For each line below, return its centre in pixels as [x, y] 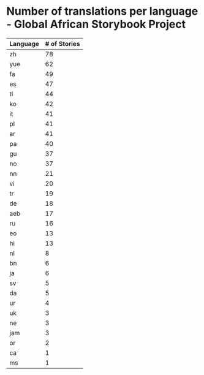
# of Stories [62, 44]
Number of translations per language [102, 11]
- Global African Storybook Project [96, 24]
